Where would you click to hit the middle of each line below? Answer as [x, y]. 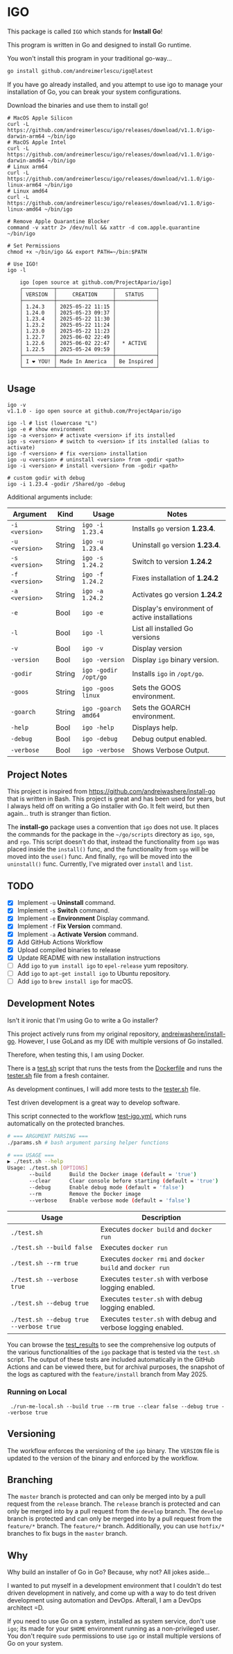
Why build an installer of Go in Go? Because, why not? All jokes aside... [109, 1572]
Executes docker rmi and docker [153, 1258]
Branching [30, 1480]
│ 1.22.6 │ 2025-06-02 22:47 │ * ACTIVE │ [89, 343]
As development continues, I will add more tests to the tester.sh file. [104, 1089]
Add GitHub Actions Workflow [60, 942]
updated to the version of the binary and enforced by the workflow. [103, 1458]
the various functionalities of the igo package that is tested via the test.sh [113, 1352]
